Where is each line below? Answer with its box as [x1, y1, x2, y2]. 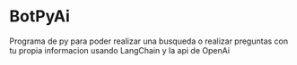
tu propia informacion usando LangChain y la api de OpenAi [9, 45, 231, 55]
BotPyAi [9, 6, 70, 27]
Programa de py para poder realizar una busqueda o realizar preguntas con [9, 36, 289, 46]
